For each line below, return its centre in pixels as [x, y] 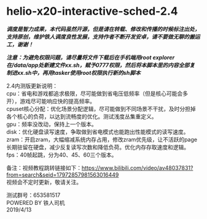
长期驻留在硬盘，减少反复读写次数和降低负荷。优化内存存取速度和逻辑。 [98, 147]
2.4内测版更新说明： [32, 86]
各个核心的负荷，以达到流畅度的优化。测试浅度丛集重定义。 [82, 116]
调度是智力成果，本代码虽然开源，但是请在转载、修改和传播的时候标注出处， [103, 29]
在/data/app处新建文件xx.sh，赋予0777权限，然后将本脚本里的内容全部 [98, 65]
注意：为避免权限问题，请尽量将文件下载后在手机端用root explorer [91, 57]
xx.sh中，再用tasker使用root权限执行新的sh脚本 [79, 72]
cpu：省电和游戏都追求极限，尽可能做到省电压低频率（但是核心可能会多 [97, 93]
